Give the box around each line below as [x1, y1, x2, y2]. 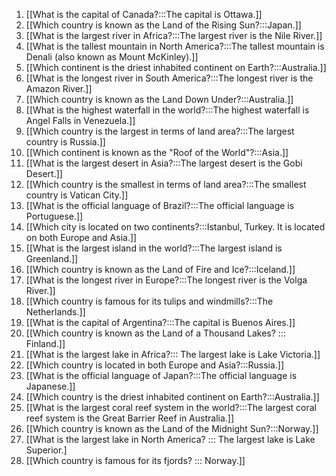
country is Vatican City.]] [25, 189, 129, 201]
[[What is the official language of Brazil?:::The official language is [25, 200, 295, 211]
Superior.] [25, 444, 68, 456]
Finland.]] [25, 338, 66, 349]
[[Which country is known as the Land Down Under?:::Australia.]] [25, 94, 294, 105]
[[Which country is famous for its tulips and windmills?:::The [25, 295, 274, 307]
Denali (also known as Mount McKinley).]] [25, 51, 199, 63]
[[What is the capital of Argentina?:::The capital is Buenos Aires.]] [25, 317, 296, 328]
